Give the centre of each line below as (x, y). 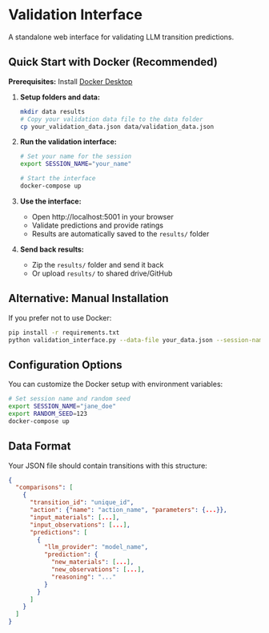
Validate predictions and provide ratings (98, 225)
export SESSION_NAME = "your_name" (76, 164)
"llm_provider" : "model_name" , (96, 547)
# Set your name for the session (76, 157)
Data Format (40, 446)
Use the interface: (50, 201)
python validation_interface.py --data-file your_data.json (111, 340)
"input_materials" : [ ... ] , (74, 517)
